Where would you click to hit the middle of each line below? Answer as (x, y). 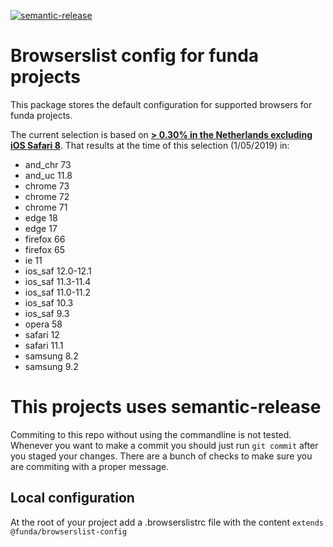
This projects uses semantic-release (166, 407)
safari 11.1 (44, 345)
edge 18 (41, 217)
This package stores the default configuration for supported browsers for (161, 104)
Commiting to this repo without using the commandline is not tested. (151, 434)
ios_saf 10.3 (49, 302)
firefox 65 (44, 249)
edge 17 (41, 228)
